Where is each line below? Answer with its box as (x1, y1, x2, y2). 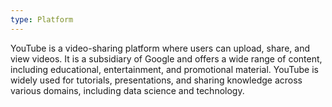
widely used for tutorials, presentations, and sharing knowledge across (10, 74, 303, 86)
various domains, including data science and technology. (10, 84, 245, 96)
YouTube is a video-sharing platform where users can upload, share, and (10, 42, 310, 54)
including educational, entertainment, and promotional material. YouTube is (10, 63, 319, 75)
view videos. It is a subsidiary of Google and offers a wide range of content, (10, 52, 323, 65)
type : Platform (10, 14, 74, 25)
